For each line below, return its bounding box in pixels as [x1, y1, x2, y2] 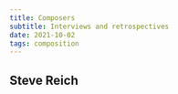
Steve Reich [9, 72, 79, 88]
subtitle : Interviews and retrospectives [9, 22, 170, 31]
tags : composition [9, 38, 79, 48]
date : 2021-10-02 [9, 30, 76, 39]
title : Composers [9, 13, 76, 23]
